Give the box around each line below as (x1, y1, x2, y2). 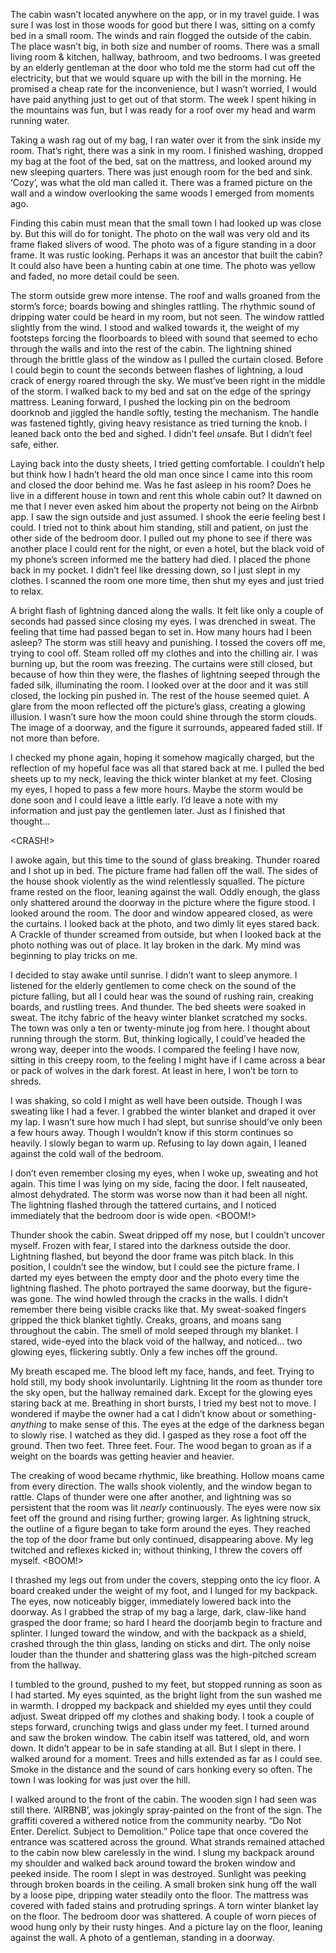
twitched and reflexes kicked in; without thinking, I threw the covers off (10, 1544, 303, 1556)
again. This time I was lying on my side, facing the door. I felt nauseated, (10, 1178, 308, 1189)
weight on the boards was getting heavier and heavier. (10, 1450, 235, 1462)
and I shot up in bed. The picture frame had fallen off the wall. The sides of (10, 865, 319, 876)
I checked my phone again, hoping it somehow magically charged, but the (10, 752, 315, 763)
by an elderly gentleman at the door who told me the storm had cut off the (10, 62, 316, 73)
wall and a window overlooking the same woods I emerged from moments (10, 187, 315, 199)
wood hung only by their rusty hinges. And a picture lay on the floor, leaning (10, 1921, 323, 1933)
